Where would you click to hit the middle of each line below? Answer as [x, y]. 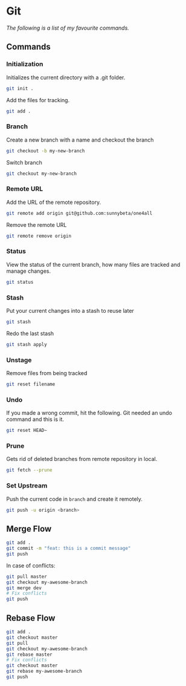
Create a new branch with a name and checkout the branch [80, 140]
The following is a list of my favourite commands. [68, 28]
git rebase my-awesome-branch [44, 671]
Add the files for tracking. [38, 100]
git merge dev [24, 588]
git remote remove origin [39, 236]
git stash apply [27, 344]
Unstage [19, 360]
